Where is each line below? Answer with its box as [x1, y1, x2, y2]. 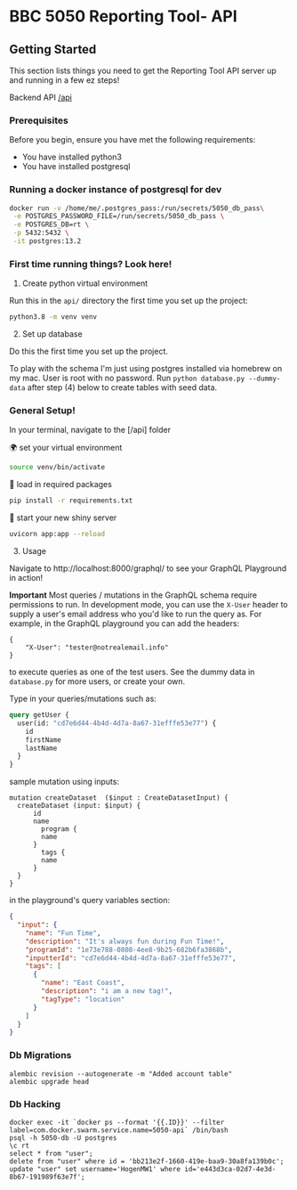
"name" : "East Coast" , [41, 978, 125, 988]
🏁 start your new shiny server [9, 512, 117, 523]
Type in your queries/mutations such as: [9, 693, 157, 705]
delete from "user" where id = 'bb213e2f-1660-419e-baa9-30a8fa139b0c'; [9, 1156, 285, 1166]
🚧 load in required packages [9, 479, 113, 490]
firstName [25, 735, 62, 745]
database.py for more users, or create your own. [9, 676, 186, 687]
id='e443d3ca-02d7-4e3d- [183, 1164, 277, 1173]
